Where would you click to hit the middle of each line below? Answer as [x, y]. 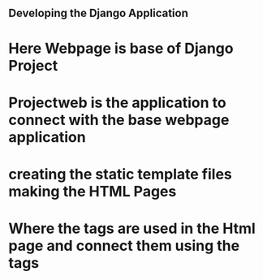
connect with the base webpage [119, 120]
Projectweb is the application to [117, 103]
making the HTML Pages [93, 191]
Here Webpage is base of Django [121, 48]
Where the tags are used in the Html [132, 228]
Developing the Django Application [98, 13]
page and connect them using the [124, 246]
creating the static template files [121, 174]
